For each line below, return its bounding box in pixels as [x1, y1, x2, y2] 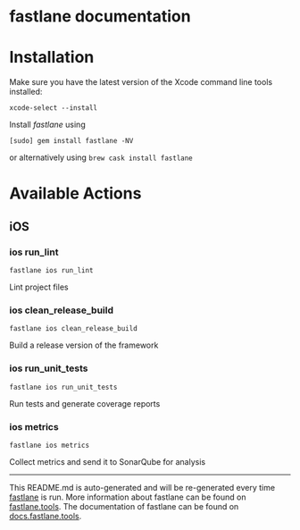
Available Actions [9, 183, 142, 204]
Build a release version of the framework [9, 340, 159, 350]
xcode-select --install [9, 104, 98, 113]
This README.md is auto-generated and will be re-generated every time [9, 482, 275, 492]
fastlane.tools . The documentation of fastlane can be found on [9, 501, 239, 511]
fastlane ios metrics [9, 441, 90, 450]
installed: [9, 87, 43, 97]
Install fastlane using [9, 119, 87, 130]
